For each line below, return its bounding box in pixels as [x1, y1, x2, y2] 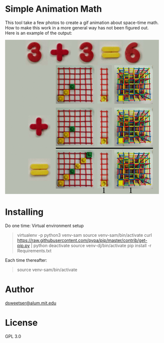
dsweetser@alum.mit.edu [5, 300, 57, 306]
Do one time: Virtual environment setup [5, 223, 84, 229]
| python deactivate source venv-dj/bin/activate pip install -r [31, 242, 152, 248]
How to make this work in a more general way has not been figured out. [5, 24, 149, 30]
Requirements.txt [17, 248, 52, 253]
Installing [5, 206, 44, 218]
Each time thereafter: [5, 257, 47, 263]
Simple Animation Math [5, 3, 102, 15]
